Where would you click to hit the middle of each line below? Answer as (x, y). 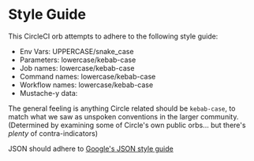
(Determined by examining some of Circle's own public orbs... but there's (127, 125)
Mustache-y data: (49, 93)
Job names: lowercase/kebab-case (77, 68)
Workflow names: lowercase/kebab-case (86, 85)
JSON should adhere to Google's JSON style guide (91, 148)
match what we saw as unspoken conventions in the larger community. (123, 116)
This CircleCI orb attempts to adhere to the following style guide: (113, 36)
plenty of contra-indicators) (53, 133)
